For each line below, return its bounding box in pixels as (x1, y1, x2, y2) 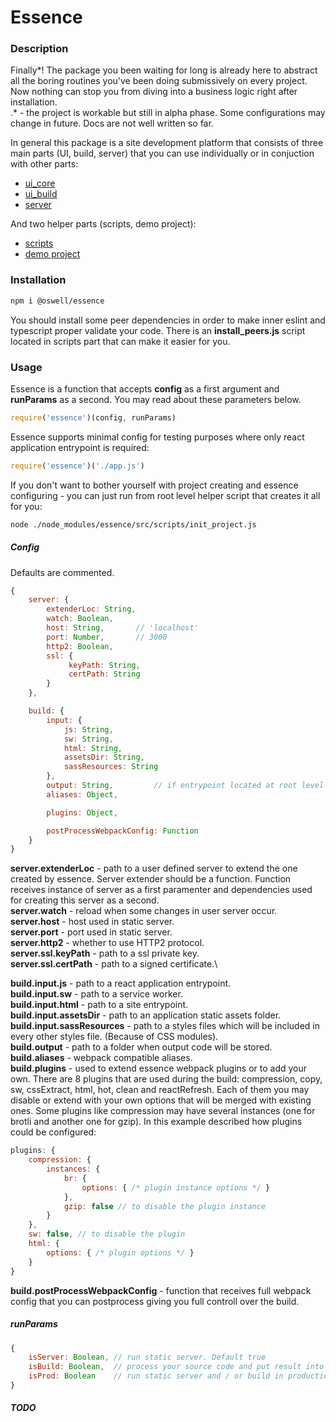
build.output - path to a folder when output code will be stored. (10, 1041, 273, 1053)
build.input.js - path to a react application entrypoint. (10, 977, 232, 990)
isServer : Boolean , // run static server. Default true (28, 1352, 267, 1363)
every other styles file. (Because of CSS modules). (10, 1031, 219, 1043)
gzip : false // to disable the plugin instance (63, 1201, 267, 1211)
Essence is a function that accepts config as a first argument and (10, 382, 280, 395)
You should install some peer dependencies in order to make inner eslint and (10, 314, 326, 326)
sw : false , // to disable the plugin (28, 1229, 186, 1240)
